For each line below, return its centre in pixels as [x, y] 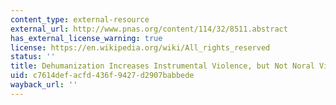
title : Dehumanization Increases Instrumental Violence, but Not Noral [162, 66]
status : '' [33, 57]
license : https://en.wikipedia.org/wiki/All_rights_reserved [140, 47]
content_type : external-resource [80, 19]
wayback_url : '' [44, 85]
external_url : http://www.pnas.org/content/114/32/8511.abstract [149, 29]
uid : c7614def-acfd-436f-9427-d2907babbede [102, 76]
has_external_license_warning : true [86, 38]
